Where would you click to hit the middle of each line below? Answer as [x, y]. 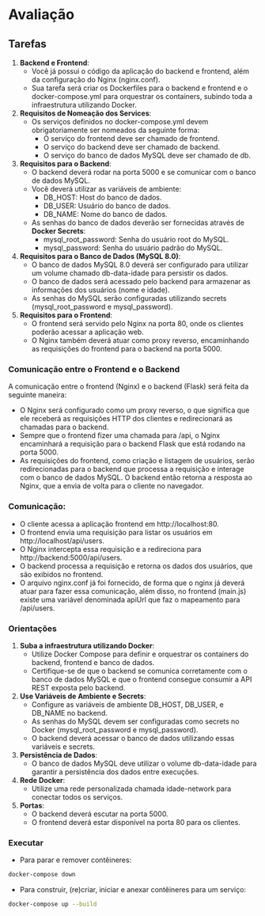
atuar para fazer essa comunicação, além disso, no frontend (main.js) [133, 591]
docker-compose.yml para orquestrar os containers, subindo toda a [142, 96]
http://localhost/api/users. [62, 541]
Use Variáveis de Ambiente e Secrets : [83, 696]
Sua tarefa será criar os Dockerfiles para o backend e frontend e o [140, 88]
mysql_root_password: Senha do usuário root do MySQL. [136, 239]
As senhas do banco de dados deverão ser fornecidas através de [138, 222]
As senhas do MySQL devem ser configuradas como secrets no [135, 721]
